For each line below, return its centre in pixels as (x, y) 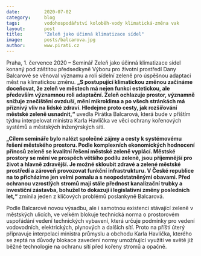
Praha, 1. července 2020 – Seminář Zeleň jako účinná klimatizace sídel (94, 62)
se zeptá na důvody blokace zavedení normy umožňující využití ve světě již (100, 240)
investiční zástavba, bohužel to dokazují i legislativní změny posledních (98, 190)
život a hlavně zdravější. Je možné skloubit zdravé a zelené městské (94, 164)
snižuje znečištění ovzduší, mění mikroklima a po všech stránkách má (96, 101)
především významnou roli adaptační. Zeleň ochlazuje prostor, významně (101, 95)
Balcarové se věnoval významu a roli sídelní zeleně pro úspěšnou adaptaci (99, 75)
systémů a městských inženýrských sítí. (56, 127)
